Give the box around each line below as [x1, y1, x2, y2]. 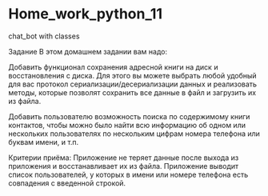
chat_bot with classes [8, 31, 80, 41]
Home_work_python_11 [8, 5, 162, 23]
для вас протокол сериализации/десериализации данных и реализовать [8, 79, 258, 89]
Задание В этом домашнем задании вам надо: [8, 46, 168, 56]
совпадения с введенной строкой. [8, 178, 126, 188]
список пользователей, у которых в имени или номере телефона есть [8, 170, 249, 179]
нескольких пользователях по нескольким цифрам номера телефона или [8, 129, 260, 138]
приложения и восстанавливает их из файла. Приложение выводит [8, 161, 239, 170]
